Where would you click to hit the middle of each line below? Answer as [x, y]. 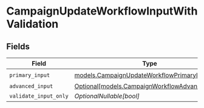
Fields [18, 46]
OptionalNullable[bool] [107, 96]
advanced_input [31, 86]
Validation [32, 24]
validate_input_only [39, 96]
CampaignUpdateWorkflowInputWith [102, 11]
